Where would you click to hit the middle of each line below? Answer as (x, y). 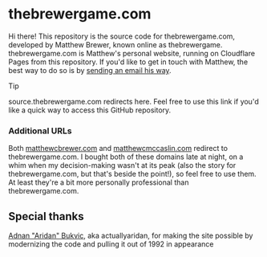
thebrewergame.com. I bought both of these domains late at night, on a (126, 157)
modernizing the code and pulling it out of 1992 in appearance (111, 244)
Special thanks (46, 216)
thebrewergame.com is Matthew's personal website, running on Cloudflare (131, 53)
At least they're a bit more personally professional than (99, 182)
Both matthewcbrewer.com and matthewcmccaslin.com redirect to (118, 149)
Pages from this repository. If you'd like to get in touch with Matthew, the (128, 62)
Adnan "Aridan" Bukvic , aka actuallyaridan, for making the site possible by (131, 236)
